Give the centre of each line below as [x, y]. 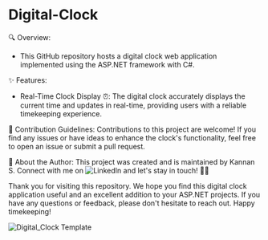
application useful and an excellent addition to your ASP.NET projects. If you [134, 194]
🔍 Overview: [30, 37]
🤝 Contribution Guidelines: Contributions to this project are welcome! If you [132, 129]
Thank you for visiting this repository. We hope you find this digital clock [128, 185]
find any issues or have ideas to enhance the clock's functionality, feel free [132, 137]
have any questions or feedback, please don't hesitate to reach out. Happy [132, 203]
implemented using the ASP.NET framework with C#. [107, 64]
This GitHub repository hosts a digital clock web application [118, 56]
